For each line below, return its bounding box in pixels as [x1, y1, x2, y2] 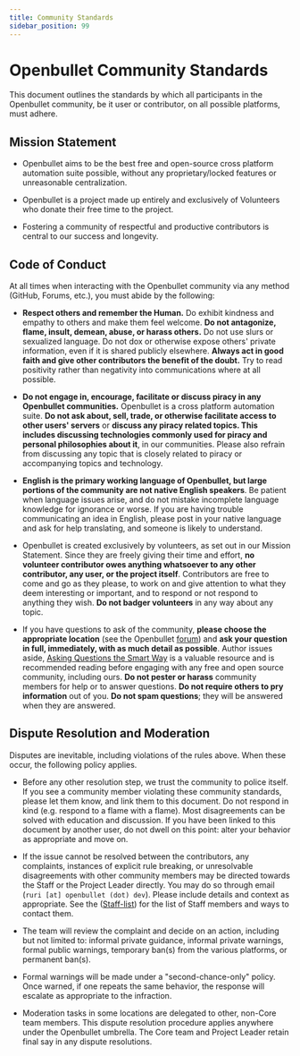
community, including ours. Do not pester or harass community [21, 672, 257, 683]
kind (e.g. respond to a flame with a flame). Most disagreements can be [21, 805, 286, 815]
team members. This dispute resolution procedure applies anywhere [21, 1017, 274, 1027]
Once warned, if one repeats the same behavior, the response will [21, 981, 265, 992]
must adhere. [9, 108, 58, 119]
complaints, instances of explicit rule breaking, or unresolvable [21, 860, 254, 871]
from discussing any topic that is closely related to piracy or [21, 448, 243, 459]
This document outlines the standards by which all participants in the [9, 89, 263, 100]
